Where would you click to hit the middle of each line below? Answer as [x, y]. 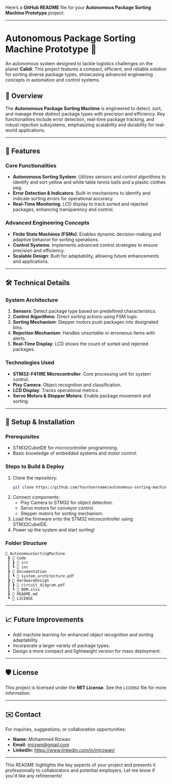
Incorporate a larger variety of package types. [61, 645]
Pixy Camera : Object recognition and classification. [67, 385]
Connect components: [36, 497]
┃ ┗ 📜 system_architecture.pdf [41, 576]
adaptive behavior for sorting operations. [56, 239]
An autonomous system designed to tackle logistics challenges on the [79, 63]
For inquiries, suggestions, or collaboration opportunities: [66, 729]
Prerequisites [22, 437]
